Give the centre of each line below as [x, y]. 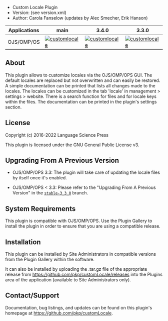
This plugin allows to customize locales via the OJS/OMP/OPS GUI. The [79, 75]
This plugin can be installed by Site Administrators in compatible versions [81, 254]
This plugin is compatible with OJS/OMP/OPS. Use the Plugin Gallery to [79, 221]
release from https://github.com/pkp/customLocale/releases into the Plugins [84, 275]
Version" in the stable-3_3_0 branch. [50, 193]
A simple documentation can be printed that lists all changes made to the [80, 85]
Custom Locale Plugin [35, 7]
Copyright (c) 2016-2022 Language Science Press [57, 135]
